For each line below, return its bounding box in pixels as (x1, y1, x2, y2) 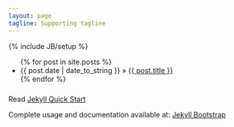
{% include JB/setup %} (8, 41, 88, 51)
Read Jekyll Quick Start (8, 94, 86, 104)
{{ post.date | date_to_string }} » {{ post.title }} (19, 65, 174, 75)
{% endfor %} (19, 74, 67, 84)
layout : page (8, 11, 52, 20)
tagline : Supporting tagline (8, 19, 106, 27)
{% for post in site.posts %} (19, 57, 113, 67)
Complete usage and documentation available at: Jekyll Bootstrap (8, 109, 227, 119)
